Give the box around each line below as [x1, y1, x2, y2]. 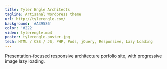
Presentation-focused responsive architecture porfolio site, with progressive [5, 53, 162, 59]
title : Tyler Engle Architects [5, 7, 70, 12]
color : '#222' [5, 26, 35, 31]
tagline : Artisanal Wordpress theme [5, 12, 81, 17]
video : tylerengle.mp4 [5, 30, 52, 35]
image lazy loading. [5, 58, 45, 64]
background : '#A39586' [5, 21, 52, 26]
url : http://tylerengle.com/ [5, 16, 66, 21]
